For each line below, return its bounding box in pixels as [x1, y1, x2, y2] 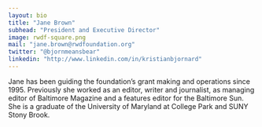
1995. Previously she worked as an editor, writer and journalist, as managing [8, 85, 255, 94]
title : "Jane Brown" [8, 19, 76, 27]
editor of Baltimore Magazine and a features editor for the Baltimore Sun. [8, 93, 244, 103]
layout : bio [8, 11, 47, 20]
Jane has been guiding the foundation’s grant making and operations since [8, 76, 250, 86]
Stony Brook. [8, 110, 50, 119]
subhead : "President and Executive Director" [8, 26, 160, 34]
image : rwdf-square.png [8, 33, 87, 42]
